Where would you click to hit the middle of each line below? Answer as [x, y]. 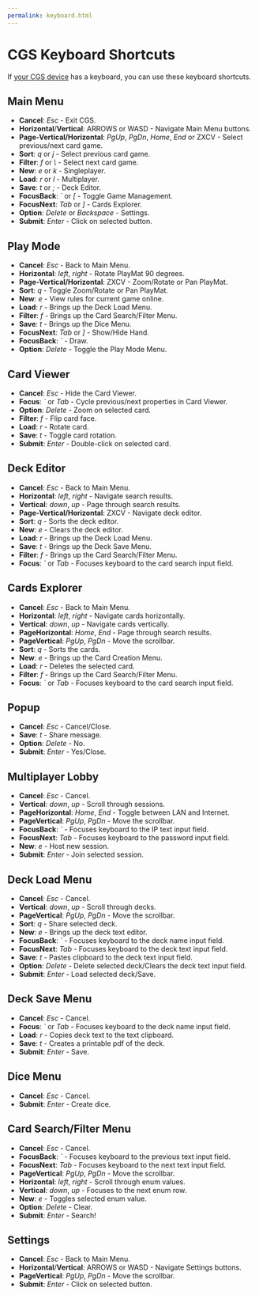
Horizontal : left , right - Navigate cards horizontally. [102, 615]
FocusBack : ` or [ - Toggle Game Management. [96, 196]
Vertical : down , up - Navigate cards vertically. [94, 624]
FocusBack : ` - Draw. [53, 341]
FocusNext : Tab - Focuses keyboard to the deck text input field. [123, 949]
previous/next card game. [61, 146]
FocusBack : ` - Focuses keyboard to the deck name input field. [121, 941]
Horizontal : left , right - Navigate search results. [96, 496]
